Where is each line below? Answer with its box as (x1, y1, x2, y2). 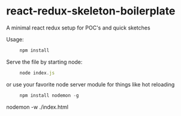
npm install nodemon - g (19, 92, 79, 99)
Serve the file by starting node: (6, 58, 83, 66)
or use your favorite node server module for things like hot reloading (6, 81, 175, 88)
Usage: (6, 35, 24, 43)
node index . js (19, 70, 55, 76)
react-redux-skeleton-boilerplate (6, 4, 176, 18)
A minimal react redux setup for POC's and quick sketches (6, 24, 151, 31)
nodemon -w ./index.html (6, 103, 69, 111)
